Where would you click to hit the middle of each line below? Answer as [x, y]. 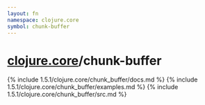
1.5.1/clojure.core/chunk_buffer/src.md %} [67, 95]
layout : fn [23, 13]
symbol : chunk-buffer [39, 26]
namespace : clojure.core [43, 20]
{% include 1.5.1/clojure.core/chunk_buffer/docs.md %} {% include [102, 79]
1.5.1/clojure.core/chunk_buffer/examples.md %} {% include [93, 87]
